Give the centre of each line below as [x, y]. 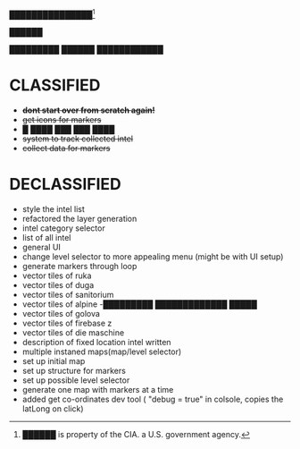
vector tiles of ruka [57, 275]
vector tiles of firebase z [67, 323]
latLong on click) [53, 408]
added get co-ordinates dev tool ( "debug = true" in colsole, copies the [153, 399]
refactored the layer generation [79, 218]
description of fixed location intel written [96, 342]
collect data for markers [66, 148]
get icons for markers [62, 119]
